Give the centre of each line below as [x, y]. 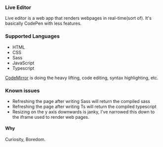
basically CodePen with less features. [43, 23]
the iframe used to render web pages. [51, 117]
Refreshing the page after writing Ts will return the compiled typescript [84, 106]
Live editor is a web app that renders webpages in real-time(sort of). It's [78, 18]
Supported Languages [33, 36]
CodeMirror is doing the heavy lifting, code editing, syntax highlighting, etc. [82, 78]
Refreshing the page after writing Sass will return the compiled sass [81, 101]
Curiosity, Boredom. [25, 140]
